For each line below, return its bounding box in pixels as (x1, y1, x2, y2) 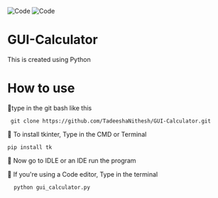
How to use (7, 80, 75, 96)
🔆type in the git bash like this (7, 103, 92, 112)
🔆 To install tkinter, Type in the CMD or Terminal (7, 130, 147, 138)
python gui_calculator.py (13, 184, 91, 191)
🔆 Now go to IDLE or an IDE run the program (7, 156, 136, 165)
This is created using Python (7, 55, 91, 63)
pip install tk (7, 143, 53, 151)
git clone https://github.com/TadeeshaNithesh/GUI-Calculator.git (10, 118, 212, 125)
